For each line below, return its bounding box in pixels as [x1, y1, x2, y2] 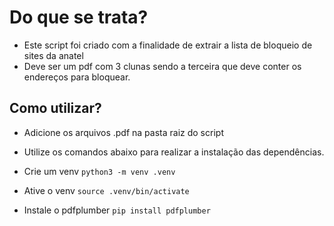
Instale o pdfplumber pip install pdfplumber [23, 204, 211, 216]
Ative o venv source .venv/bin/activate [23, 184, 190, 196]
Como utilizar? [9, 100, 102, 117]
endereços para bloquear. [23, 71, 131, 83]
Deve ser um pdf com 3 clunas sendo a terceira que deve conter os [23, 60, 302, 72]
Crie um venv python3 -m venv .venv [23, 165, 176, 177]
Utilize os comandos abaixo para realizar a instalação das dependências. [23, 146, 325, 158]
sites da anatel [23, 49, 84, 61]
